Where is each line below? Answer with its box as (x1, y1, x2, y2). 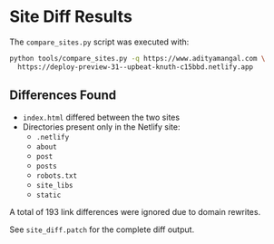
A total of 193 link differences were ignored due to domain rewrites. (9, 206, 261, 217)
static (35, 190, 62, 200)
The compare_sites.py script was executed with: (9, 36, 190, 47)
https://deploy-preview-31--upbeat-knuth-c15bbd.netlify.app (17, 62, 254, 72)
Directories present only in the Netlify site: (22, 121, 181, 132)
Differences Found (9, 88, 116, 103)
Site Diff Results (9, 6, 133, 27)
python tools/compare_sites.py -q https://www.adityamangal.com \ (9, 54, 266, 63)
